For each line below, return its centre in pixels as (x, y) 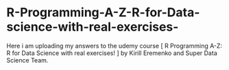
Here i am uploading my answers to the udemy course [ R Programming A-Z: (114, 46)
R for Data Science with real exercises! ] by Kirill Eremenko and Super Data (112, 53)
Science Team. (27, 60)
